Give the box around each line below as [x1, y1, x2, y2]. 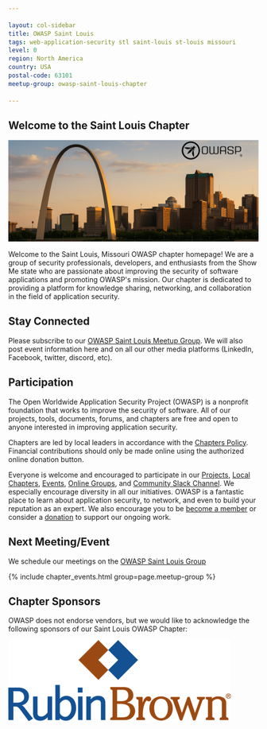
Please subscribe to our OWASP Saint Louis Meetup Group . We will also [8, 335, 244, 345]
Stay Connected [8, 315, 90, 328]
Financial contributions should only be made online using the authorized [8, 446, 245, 456]
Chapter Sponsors [8, 595, 101, 608]
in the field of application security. [8, 292, 120, 301]
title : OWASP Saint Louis [8, 29, 94, 37]
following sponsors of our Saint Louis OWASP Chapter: [8, 624, 188, 634]
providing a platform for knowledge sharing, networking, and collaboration [8, 283, 252, 293]
